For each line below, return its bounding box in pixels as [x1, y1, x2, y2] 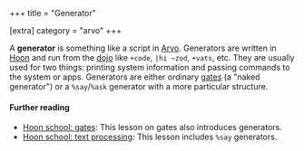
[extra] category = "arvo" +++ [9, 25, 123, 35]
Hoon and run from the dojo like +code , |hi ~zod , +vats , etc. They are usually [9, 52, 295, 62]
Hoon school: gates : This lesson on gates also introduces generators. [22, 122, 283, 133]
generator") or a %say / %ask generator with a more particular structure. [9, 81, 269, 91]
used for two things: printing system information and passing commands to [9, 62, 290, 72]
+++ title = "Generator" [9, 8, 97, 18]
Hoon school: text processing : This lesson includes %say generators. [22, 131, 278, 143]
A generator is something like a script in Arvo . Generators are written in [9, 42, 277, 53]
